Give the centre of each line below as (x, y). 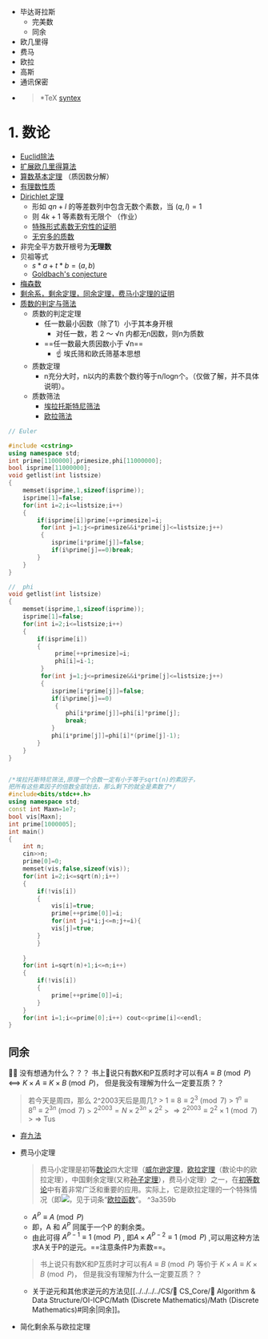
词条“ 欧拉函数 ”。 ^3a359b (133, 1200)
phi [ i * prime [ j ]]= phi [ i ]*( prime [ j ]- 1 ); (116, 736)
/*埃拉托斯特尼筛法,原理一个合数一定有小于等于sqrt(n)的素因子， (104, 779)
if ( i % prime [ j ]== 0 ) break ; (92, 550)
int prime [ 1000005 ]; (43, 824)
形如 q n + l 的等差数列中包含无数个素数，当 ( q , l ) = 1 (117, 206)
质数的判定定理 (56, 313)
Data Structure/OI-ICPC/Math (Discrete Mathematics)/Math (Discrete (145, 1301)
